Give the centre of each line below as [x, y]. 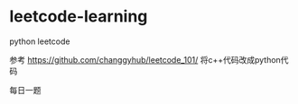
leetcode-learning [79, 17]
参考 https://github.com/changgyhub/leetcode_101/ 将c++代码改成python [145, 59]
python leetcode [40, 41]
